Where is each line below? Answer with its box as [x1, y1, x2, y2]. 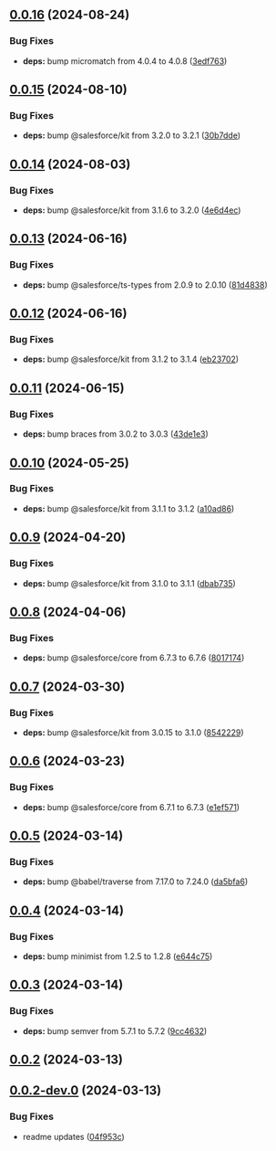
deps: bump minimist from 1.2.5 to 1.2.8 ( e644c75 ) [22, 950, 213, 962]
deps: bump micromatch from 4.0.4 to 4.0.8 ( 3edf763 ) [22, 55, 228, 67]
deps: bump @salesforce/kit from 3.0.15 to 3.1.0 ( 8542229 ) [22, 726, 244, 738]
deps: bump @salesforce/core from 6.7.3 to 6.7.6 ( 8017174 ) [22, 652, 245, 663]
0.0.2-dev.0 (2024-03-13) [9, 1082, 162, 1099]
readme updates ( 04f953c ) [22, 1131, 125, 1142]
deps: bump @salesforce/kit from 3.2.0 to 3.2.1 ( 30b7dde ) [22, 130, 241, 141]
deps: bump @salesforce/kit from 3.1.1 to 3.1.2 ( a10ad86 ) [22, 502, 235, 514]
